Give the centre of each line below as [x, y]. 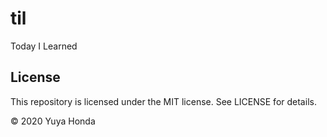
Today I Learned [44, 46]
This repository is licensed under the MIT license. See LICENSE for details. [163, 101]
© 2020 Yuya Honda [53, 121]
